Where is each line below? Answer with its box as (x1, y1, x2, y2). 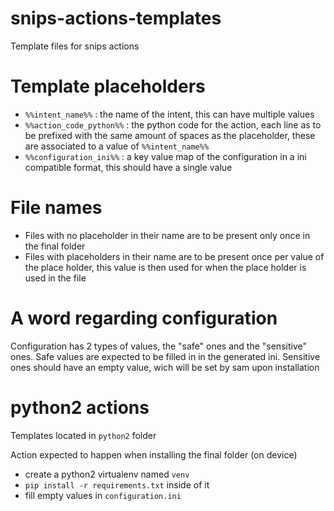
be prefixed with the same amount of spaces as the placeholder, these (24, 129, 316, 141)
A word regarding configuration (10, 307, 278, 329)
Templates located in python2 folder (10, 429, 157, 441)
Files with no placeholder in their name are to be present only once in (24, 229, 311, 241)
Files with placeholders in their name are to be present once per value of (24, 250, 325, 262)
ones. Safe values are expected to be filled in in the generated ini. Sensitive (10, 350, 321, 362)
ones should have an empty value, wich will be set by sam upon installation (10, 361, 320, 373)
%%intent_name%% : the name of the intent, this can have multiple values (24, 108, 315, 120)
